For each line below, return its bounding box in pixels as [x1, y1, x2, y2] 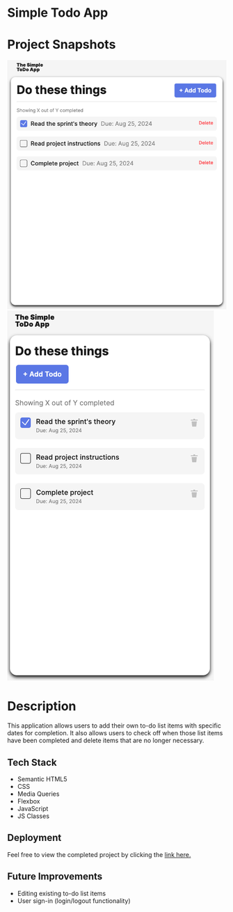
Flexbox [17, 797, 40, 805]
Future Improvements [7, 871, 103, 883]
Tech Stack [7, 756, 57, 768]
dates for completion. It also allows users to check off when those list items [7, 729, 223, 737]
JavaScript [17, 804, 49, 813]
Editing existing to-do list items [17, 889, 106, 897]
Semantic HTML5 [17, 774, 67, 783]
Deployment [7, 832, 62, 844]
